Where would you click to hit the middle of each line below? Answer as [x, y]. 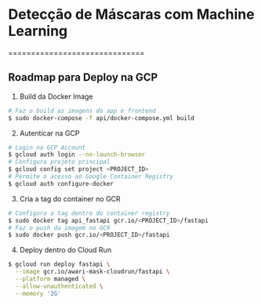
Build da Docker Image [56, 96]
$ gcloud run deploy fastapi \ [59, 264]
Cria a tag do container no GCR [70, 198]
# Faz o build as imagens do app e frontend [82, 111]
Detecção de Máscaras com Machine [131, 15]
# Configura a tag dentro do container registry [89, 213]
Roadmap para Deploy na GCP [83, 77]
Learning [38, 31]
